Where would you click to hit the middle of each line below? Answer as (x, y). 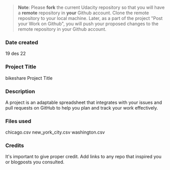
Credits (15, 145)
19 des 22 (16, 54)
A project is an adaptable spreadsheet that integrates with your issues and (84, 102)
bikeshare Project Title (29, 78)
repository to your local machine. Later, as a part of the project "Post (90, 18)
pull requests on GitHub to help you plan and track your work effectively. (82, 108)
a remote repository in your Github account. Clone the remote (83, 13)
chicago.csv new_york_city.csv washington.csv (55, 132)
